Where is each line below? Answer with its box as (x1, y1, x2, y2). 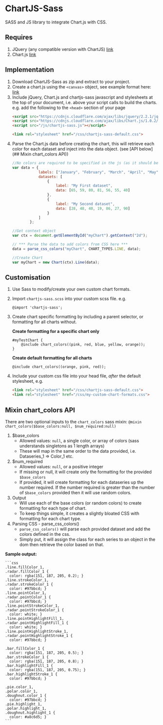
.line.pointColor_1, (5, 590, 47, 595)
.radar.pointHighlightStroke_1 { (5, 633, 73, 638)
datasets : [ (38, 174, 63, 179)
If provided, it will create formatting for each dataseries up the (19, 479, 144, 485)
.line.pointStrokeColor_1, (5, 603, 60, 608)
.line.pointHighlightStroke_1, (5, 629, 69, 634)
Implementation (5, 66, 54, 74)
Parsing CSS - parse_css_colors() (12, 521, 79, 527)
